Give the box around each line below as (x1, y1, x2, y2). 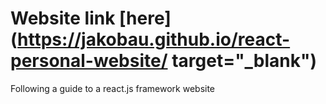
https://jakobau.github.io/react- (17, 28, 291, 51)
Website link (10, 7, 116, 30)
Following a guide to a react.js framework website (10, 82, 216, 94)
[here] (119, 7, 172, 30)
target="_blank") (171, 50, 318, 72)
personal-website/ (10, 50, 168, 72)
